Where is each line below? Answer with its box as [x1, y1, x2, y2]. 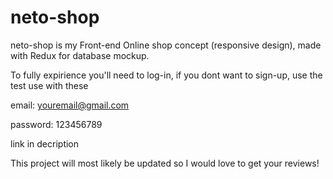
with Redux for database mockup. [10, 49, 150, 61]
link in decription [10, 137, 80, 150]
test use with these [10, 79, 89, 91]
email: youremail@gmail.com [10, 99, 130, 111]
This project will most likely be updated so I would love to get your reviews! [10, 157, 320, 169]
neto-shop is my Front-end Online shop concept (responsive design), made [10, 39, 322, 51]
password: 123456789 [10, 118, 103, 130]
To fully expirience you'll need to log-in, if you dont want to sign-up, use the [10, 69, 323, 81]
